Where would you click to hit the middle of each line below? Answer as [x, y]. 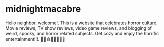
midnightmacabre [43, 9]
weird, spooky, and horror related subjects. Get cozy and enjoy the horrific [82, 33]
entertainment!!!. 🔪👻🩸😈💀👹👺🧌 [35, 39]
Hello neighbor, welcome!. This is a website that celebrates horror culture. [81, 23]
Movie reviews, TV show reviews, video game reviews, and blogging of [78, 28]
